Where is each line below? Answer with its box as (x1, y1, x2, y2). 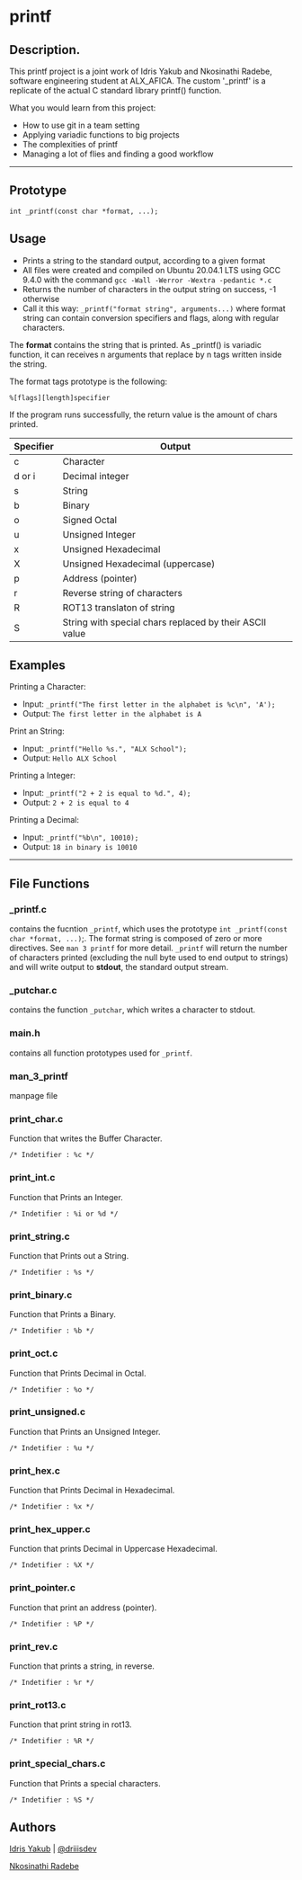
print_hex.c (9, 1464, 61, 1476)
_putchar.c (9, 985, 58, 997)
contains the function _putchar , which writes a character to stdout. (9, 1004, 256, 1015)
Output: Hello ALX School (22, 753, 118, 763)
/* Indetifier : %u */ (9, 1443, 94, 1453)
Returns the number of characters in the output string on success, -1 (22, 283, 277, 294)
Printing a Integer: (9, 771, 76, 781)
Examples (9, 658, 66, 673)
